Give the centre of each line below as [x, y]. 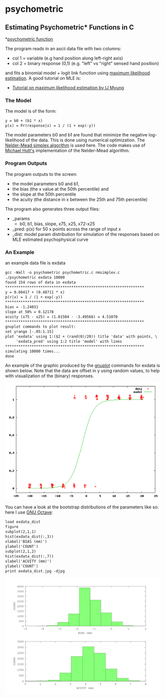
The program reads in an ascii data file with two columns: [63, 49]
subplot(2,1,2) [21, 551]
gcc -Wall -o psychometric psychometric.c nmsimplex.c [63, 272]
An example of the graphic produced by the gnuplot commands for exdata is [82, 365]
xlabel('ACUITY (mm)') [28, 561]
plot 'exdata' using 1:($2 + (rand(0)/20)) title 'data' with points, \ [81, 336]
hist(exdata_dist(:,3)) [30, 536]
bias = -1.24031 [22, 307]
